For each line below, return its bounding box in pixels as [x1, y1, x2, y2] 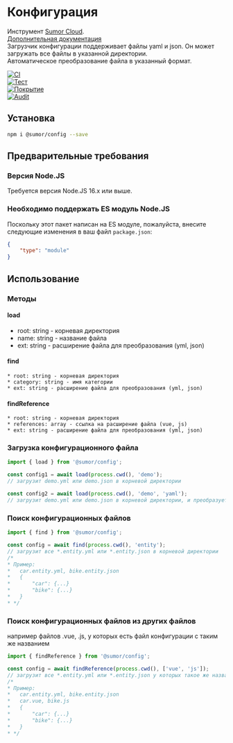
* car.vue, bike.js [7, 698, 70, 705]
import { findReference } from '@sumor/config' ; [7, 653, 150, 660]
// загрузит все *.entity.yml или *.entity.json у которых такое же [7, 671, 209, 678]
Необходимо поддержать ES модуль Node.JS [7, 204, 171, 214]
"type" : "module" [19, 247, 70, 254]
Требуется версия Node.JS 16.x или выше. [7, 187, 133, 195]
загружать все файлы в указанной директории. [7, 49, 148, 58]
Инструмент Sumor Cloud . [7, 27, 85, 35]
